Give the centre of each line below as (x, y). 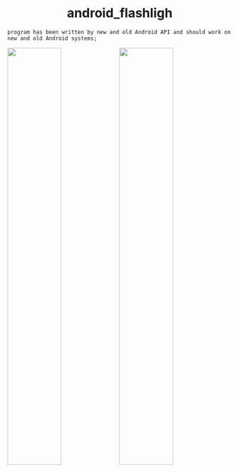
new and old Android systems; (52, 38)
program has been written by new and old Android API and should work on (119, 32)
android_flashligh (120, 13)
